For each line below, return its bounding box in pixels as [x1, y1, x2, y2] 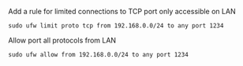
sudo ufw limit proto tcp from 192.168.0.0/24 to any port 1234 [8, 22, 224, 30]
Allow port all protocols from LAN [8, 35, 117, 45]
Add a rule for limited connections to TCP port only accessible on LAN [8, 7, 236, 16]
